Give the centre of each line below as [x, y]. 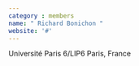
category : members [41, 16]
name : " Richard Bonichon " [56, 23]
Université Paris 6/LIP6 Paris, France [70, 54]
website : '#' [30, 31]
